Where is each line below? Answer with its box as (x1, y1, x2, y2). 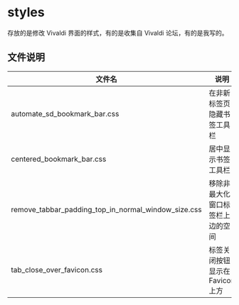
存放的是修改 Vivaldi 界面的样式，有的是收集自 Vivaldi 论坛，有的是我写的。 (7, 28, 228, 37)
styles (7, 4, 45, 21)
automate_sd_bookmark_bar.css (11, 109, 119, 118)
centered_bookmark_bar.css (11, 154, 107, 164)
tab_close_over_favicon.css (11, 265, 103, 274)
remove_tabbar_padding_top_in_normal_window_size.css (11, 204, 202, 214)
